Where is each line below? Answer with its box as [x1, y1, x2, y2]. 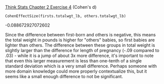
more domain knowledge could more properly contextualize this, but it [5, 68, 147, 74]
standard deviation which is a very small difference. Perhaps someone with [5, 63, 157, 69]
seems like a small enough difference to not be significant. [5, 74, 123, 79]
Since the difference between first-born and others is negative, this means [5, 32, 156, 37]
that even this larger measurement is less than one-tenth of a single [5, 58, 142, 63]
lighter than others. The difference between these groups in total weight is [5, 42, 156, 48]
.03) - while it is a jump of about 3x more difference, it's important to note [5, 53, 154, 58]
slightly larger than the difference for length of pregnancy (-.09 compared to [5, 48, 160, 53]
